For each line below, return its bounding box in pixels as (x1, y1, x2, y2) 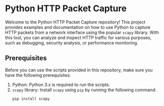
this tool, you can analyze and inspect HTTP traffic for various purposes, (5, 35, 152, 41)
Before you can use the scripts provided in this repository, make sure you (5, 67, 153, 73)
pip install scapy (12, 96, 50, 101)
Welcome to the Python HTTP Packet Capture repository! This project (5, 19, 145, 25)
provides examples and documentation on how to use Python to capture (5, 24, 151, 30)
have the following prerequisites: (5, 72, 71, 78)
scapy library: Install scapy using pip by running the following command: (12, 86, 157, 93)
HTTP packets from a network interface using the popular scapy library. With (5, 29, 159, 35)
